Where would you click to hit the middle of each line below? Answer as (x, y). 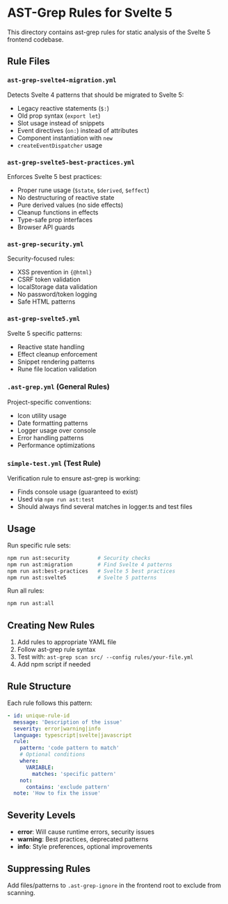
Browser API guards (46, 227)
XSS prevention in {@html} (55, 272)
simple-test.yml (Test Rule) (54, 463)
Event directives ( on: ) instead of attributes (78, 130)
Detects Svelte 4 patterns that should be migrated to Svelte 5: (96, 95)
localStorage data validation (57, 287)
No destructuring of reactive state (66, 197)
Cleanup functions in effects (58, 212)
